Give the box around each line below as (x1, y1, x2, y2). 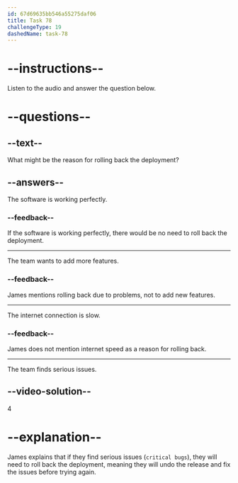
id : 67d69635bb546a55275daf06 (7, 10, 97, 18)
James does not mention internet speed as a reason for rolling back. (7, 344, 207, 353)
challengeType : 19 (7, 23, 62, 30)
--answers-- (7, 176, 64, 188)
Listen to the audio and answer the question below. (7, 84, 157, 93)
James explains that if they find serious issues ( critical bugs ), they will (7, 453, 217, 461)
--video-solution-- (7, 385, 91, 397)
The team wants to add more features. (7, 256, 119, 266)
